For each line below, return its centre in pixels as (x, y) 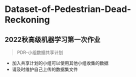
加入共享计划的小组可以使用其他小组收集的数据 (60, 63)
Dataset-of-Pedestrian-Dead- (68, 9)
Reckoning (27, 20)
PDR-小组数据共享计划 (40, 52)
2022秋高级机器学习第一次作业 (52, 39)
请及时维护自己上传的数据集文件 (45, 69)
